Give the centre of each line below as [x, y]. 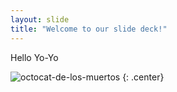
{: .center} [143, 77]
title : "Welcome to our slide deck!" [89, 29]
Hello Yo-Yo [34, 57]
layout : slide [40, 19]
